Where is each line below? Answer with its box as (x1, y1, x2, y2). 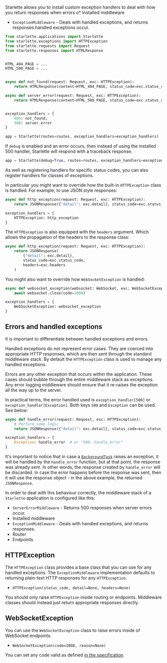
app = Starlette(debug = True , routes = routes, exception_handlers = (5, 158, 143, 163)
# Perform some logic (14, 421, 59, 426)
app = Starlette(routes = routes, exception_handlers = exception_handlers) (5, 134, 159, 139)
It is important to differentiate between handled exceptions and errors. (5, 335, 149, 341)
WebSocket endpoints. (5, 633, 52, 639)
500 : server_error (14, 120, 52, 125)
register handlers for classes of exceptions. (5, 172, 94, 178)
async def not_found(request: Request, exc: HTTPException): (5, 79, 135, 84)
